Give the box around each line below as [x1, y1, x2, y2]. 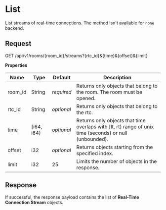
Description [103, 74, 132, 81]
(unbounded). [76, 135, 109, 142]
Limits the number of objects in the [76, 157, 157, 164]
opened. [76, 95, 96, 102]
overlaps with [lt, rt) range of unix [76, 123, 154, 130]
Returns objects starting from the [76, 144, 153, 151]
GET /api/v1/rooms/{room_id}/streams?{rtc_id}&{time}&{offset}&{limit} [5, 52, 148, 58]
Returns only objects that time [76, 117, 146, 124]
